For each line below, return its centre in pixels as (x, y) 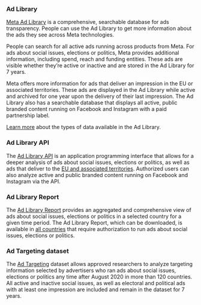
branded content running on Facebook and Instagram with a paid (86, 109)
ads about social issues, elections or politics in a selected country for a (94, 216)
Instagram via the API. (34, 181)
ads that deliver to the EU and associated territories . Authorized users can (97, 168)
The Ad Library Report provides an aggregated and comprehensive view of (99, 210)
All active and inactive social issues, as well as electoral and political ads (96, 283)
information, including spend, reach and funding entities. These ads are (94, 59)
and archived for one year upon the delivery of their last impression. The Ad (100, 96)
